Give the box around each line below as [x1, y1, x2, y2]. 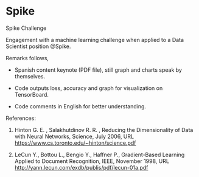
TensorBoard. [14, 91, 49, 98]
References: [5, 114, 36, 122]
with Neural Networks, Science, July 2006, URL [14, 133, 134, 140]
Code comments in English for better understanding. [14, 102, 147, 110]
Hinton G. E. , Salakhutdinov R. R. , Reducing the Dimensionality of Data [14, 126, 194, 133]
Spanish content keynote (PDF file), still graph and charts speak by [14, 66, 182, 74]
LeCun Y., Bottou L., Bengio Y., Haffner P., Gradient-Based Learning [14, 151, 185, 158]
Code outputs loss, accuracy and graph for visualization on [14, 84, 163, 92]
